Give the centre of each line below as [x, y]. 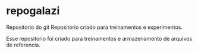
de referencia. [23, 45]
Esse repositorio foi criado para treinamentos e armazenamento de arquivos [99, 38]
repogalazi [33, 11]
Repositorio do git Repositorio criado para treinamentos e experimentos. [95, 27]
